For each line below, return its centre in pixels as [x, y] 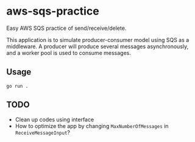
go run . [17, 86]
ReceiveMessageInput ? [42, 132]
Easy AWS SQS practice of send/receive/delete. [66, 28]
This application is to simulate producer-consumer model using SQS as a [98, 40]
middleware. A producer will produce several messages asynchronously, [97, 46]
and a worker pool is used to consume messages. [69, 52]
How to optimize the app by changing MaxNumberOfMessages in [92, 126]
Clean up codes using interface [55, 119]
